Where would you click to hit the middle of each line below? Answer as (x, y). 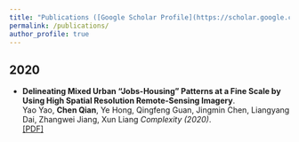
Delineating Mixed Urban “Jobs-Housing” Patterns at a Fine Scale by (152, 91)
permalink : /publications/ (59, 26)
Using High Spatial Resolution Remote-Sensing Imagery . (129, 101)
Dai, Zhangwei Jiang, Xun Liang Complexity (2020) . (117, 120)
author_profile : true (49, 34)
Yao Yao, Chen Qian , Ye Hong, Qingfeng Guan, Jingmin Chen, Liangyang (156, 110)
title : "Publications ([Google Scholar (83, 17)
